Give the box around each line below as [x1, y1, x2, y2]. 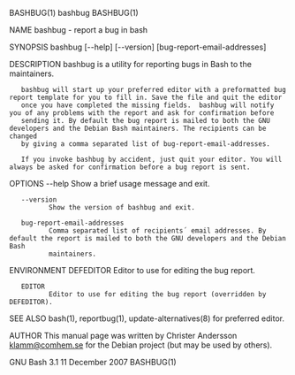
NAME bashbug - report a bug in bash [9, 25, 148, 34]
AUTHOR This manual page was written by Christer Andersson [9, 331, 238, 341]
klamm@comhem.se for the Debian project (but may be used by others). [9, 340, 273, 350]
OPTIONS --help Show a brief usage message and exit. [9, 179, 210, 188]
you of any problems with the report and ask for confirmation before [9, 109, 275, 118]
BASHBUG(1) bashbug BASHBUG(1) [9, 8, 139, 18]
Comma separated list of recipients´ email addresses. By [48, 226, 267, 235]
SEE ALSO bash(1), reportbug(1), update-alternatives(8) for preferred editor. [9, 313, 285, 324]
